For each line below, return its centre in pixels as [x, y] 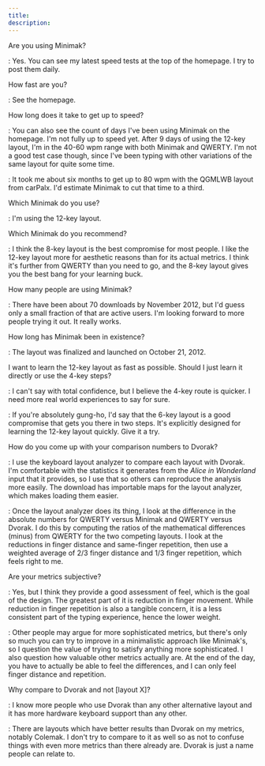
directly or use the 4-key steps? [60, 375]
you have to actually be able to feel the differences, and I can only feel [122, 666]
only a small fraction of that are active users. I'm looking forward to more [126, 313]
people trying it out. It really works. [65, 321]
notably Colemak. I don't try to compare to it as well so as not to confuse [126, 737]
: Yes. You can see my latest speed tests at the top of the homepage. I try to [131, 61]
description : [30, 23]
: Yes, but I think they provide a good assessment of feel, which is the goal [129, 591]
